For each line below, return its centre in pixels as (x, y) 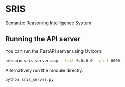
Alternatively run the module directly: (44, 70)
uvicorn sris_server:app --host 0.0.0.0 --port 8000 (63, 61)
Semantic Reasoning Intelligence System (48, 23)
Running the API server (43, 39)
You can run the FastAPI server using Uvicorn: (54, 51)
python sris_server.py (29, 79)
